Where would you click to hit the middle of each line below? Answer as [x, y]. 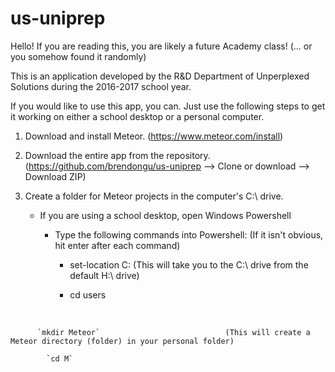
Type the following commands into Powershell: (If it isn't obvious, [189, 234]
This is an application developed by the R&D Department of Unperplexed [160, 76]
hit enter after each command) [117, 245]
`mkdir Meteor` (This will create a [173, 332]
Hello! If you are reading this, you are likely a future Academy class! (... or [161, 46]
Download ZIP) [55, 176]
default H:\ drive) [104, 275]
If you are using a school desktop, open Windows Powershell [165, 215]
